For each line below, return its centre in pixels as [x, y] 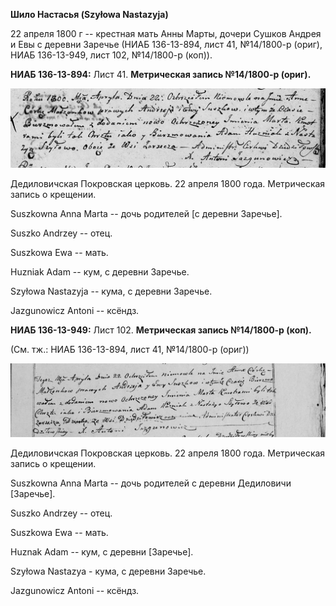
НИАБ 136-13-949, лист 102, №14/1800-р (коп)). [111, 55]
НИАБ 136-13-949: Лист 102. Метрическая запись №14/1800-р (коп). [161, 330]
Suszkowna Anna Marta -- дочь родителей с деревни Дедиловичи [151, 483]
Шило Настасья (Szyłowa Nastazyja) [89, 14]
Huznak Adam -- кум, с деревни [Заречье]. [102, 552]
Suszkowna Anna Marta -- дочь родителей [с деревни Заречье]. [146, 213]
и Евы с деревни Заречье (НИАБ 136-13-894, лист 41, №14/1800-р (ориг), [166, 44]
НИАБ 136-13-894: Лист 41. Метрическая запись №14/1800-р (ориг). [161, 74]
